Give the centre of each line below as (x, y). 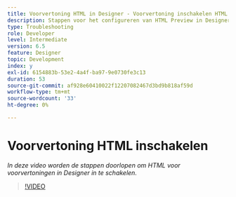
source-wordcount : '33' (42, 99)
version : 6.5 (26, 46)
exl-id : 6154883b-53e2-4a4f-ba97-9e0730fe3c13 (77, 72)
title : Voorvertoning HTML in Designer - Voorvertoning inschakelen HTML (118, 14)
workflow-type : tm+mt (39, 92)
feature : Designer (34, 53)
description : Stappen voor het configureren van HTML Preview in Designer (119, 20)
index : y (20, 66)
